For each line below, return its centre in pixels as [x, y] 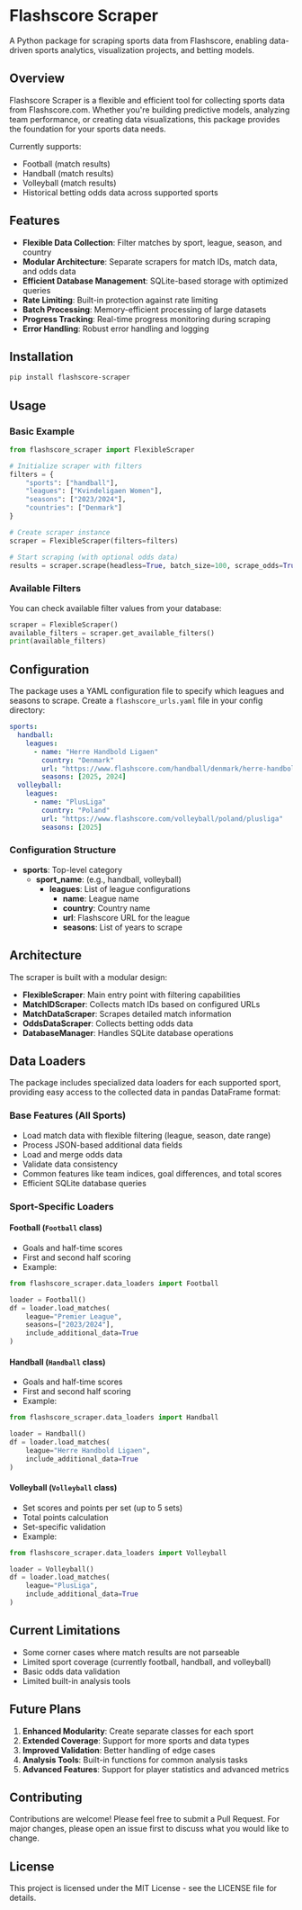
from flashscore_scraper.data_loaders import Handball [114, 1418]
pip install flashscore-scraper [70, 378]
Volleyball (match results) [69, 183]
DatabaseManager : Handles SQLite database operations [128, 1032]
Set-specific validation [64, 1527]
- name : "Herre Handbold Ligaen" [96, 752]
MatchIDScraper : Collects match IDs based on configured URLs [141, 1004]
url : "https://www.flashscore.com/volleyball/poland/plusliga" [162, 819]
